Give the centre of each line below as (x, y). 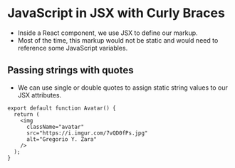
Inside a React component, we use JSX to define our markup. (108, 33)
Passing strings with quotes (70, 70)
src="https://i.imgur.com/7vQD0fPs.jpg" (87, 133)
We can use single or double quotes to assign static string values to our (122, 88)
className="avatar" (55, 127)
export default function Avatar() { (62, 108)
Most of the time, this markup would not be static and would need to (118, 40)
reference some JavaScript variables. (73, 48)
